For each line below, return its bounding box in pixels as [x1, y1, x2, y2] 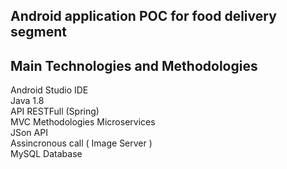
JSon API [10, 127, 48, 139]
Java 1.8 [10, 95, 45, 107]
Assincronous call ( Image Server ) [10, 137, 153, 149]
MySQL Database [10, 148, 83, 160]
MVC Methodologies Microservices [10, 116, 156, 128]
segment [10, 24, 67, 41]
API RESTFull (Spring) [10, 105, 100, 118]
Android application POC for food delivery [10, 8, 277, 25]
